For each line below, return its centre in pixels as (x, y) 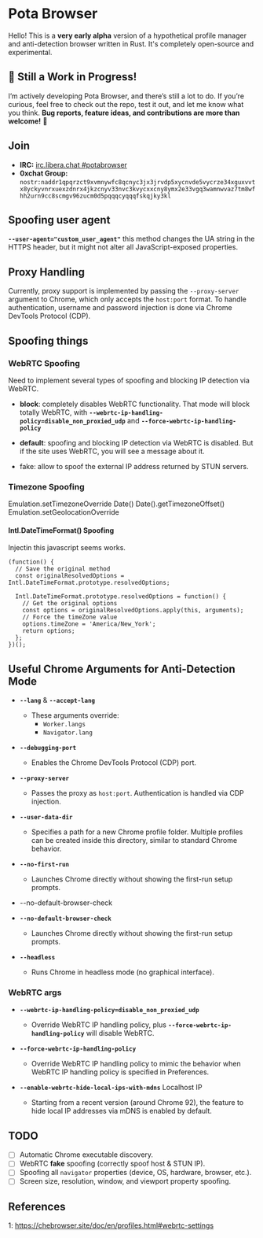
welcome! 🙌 (28, 121)
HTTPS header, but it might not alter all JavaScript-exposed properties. (123, 247)
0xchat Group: (44, 173)
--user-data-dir (46, 818)
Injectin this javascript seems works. (67, 548)
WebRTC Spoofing (44, 363)
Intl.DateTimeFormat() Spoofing (61, 530)
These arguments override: (75, 715)
